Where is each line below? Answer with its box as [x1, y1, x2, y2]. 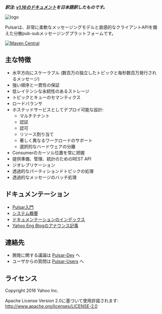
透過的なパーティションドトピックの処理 [12, 168, 94, 174]
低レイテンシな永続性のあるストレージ [12, 88, 90, 94]
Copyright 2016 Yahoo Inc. [5, 287, 59, 294]
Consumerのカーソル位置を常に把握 [12, 150, 85, 156]
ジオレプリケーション [12, 162, 55, 168]
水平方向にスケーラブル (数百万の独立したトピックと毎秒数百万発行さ [12, 69, 153, 75]
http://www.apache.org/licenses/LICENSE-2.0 [5, 303, 98, 309]
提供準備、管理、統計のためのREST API [12, 156, 92, 161]
